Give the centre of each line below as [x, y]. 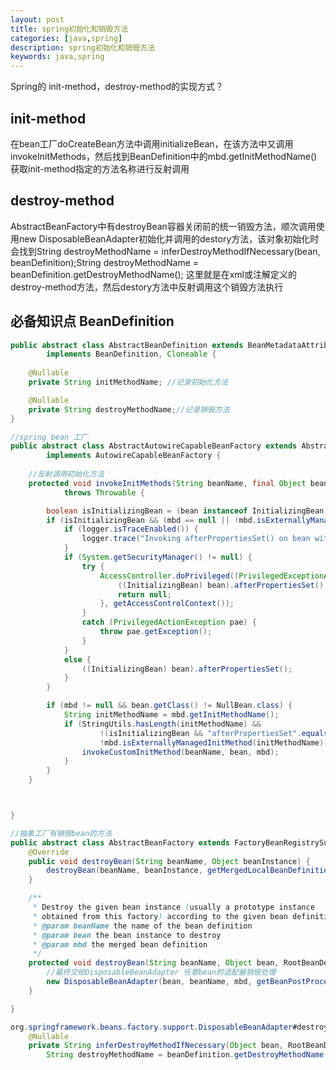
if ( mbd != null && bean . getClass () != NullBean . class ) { [169, 706]
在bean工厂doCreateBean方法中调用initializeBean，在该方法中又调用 [152, 143]
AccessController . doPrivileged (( [169, 576]
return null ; [144, 594]
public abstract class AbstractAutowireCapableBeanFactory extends [154, 446]
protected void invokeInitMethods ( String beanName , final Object [167, 483]
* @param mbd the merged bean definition [120, 944]
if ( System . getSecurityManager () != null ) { [158, 557]
